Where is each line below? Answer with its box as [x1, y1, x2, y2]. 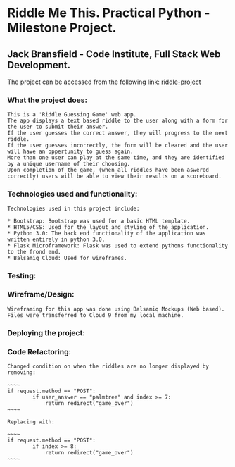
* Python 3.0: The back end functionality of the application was [7, 230, 206, 237]
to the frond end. [7, 248, 61, 255]
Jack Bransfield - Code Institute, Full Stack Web [7, 48, 221, 60]
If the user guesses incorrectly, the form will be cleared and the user [7, 142, 229, 149]
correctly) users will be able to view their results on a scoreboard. [7, 173, 222, 180]
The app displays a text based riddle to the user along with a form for [7, 118, 229, 125]
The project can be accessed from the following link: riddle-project [7, 77, 202, 86]
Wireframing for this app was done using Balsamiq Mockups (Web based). [7, 305, 225, 313]
